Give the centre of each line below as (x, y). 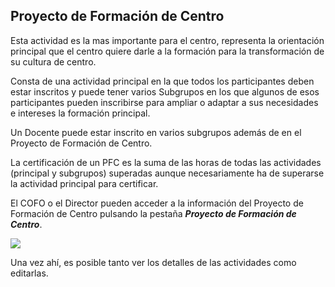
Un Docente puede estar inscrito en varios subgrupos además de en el (156, 132)
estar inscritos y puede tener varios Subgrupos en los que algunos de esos (165, 91)
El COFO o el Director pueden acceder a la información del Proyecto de (157, 203)
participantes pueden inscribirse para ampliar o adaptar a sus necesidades (164, 102)
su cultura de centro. (53, 61)
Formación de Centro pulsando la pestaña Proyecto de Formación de (153, 213)
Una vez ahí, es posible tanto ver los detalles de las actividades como (153, 262)
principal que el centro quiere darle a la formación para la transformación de (167, 51)
